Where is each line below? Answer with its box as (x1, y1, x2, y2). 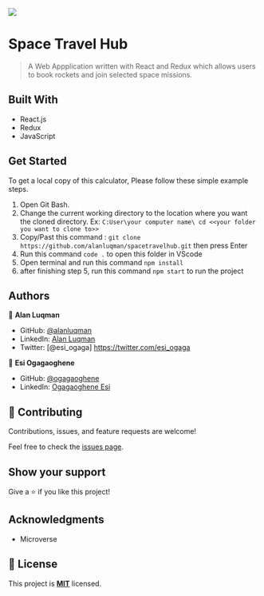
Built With (8, 93, 58, 107)
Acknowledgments (8, 513, 105, 526)
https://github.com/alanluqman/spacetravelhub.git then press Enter (19, 240, 248, 250)
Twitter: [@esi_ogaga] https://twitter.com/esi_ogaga (19, 343, 191, 352)
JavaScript (19, 131, 56, 141)
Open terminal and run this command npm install (19, 257, 183, 267)
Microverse (19, 534, 57, 543)
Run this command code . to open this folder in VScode (19, 248, 203, 259)
